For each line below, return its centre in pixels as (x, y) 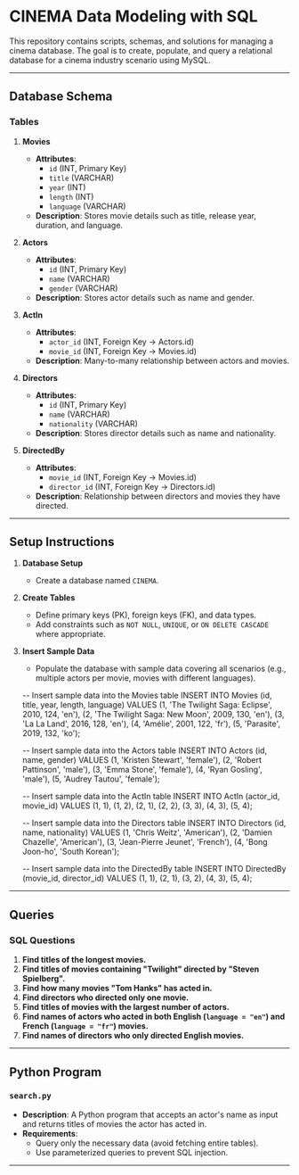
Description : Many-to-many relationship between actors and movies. (162, 360)
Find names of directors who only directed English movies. (133, 1036)
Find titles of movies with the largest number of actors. (125, 1007)
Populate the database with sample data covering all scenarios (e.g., (161, 669)
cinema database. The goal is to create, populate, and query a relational (141, 50)
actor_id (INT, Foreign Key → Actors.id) (121, 342)
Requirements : (50, 1133)
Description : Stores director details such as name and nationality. (156, 433)
